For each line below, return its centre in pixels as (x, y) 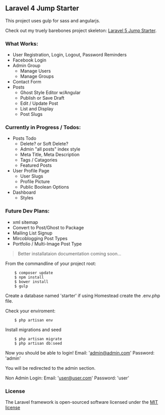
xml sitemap (25, 222)
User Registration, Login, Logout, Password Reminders (70, 55)
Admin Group (26, 66)
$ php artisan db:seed (38, 343)
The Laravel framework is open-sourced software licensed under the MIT (82, 402)
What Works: (22, 44)
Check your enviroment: (30, 311)
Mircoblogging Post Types (40, 238)
